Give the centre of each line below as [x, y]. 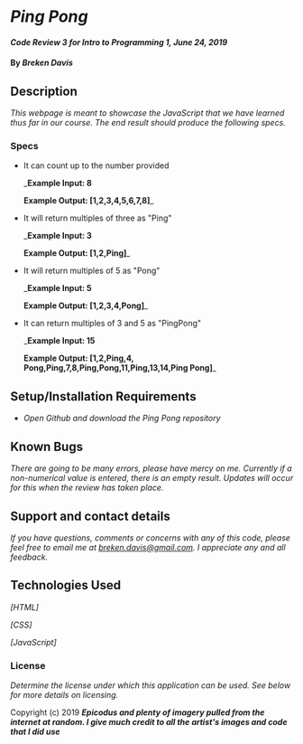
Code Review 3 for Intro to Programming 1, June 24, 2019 [119, 42]
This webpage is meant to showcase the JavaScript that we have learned [147, 113]
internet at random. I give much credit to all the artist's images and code [149, 722]
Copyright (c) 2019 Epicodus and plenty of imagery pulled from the [138, 712]
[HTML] [25, 607]
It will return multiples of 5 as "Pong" [92, 271]
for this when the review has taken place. [87, 488]
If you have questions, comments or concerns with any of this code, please [151, 537]
